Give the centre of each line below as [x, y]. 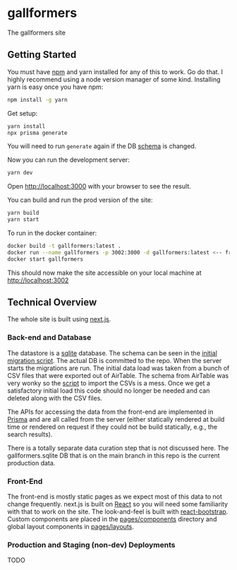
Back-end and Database [49, 338]
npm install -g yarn [38, 100]
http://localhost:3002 [38, 280]
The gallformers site [36, 32]
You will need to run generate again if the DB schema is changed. [102, 146]
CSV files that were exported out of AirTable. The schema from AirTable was [118, 375]
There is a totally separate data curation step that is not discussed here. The [118, 448]
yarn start [23, 220]
